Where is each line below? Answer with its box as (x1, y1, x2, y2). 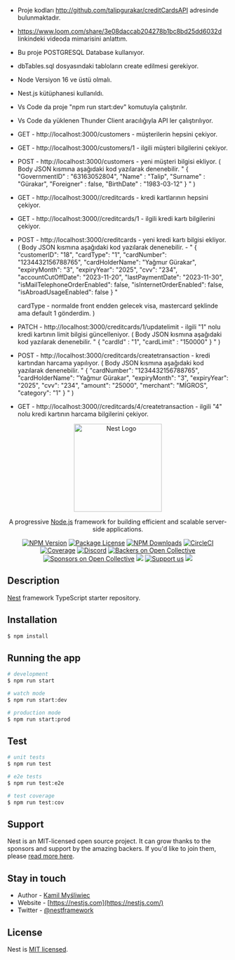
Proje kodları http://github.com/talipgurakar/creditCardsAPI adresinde (17, 6, 219, 14)
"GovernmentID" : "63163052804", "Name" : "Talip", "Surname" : (17, 172, 206, 180)
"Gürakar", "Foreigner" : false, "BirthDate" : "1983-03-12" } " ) (17, 179, 196, 188)
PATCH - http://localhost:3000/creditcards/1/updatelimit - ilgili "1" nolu (17, 323, 221, 331)
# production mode (7, 709, 61, 716)
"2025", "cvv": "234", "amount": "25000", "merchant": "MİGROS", (17, 381, 208, 389)
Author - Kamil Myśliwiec (17, 891, 90, 899)
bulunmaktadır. (17, 13, 61, 22)
